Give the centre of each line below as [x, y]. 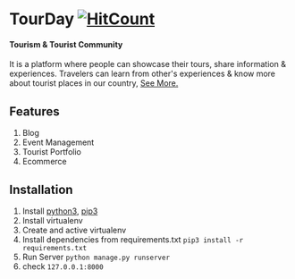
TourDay [42, 19]
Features [34, 111]
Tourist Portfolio [52, 152]
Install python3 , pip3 [60, 211]
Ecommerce [44, 162]
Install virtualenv [52, 221]
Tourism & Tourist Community [66, 44]
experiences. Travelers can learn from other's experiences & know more [142, 74]
